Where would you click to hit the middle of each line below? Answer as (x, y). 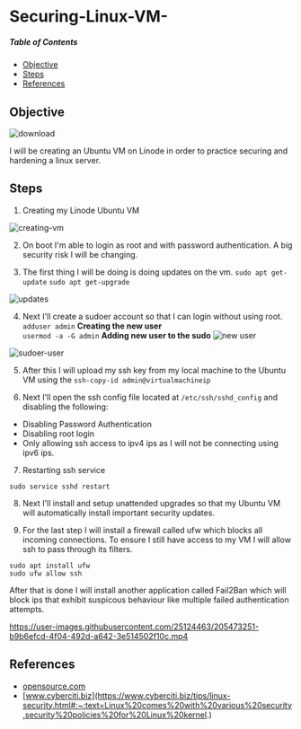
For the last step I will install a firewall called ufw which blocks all (142, 530)
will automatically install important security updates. (119, 513)
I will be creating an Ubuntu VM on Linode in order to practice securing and (149, 151)
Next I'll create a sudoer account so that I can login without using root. (152, 316)
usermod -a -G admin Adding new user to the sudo (116, 335)
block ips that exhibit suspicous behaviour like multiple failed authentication (149, 600)
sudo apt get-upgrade (89, 282)
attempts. (27, 609)
